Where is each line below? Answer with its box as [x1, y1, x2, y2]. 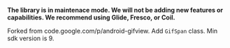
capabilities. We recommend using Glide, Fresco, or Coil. [7, 13, 175, 22]
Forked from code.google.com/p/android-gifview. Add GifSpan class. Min [7, 27, 218, 35]
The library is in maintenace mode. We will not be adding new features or [7, 6, 224, 14]
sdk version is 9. [7, 34, 55, 42]
